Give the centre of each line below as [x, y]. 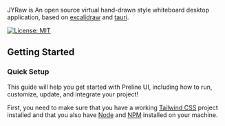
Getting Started [41, 52]
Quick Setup [28, 72]
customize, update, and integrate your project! [73, 94]
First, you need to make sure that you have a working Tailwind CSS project [112, 107]
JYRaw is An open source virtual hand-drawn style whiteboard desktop [108, 10]
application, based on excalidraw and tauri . [68, 17]
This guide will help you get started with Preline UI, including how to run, [110, 87]
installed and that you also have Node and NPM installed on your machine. [112, 115]
